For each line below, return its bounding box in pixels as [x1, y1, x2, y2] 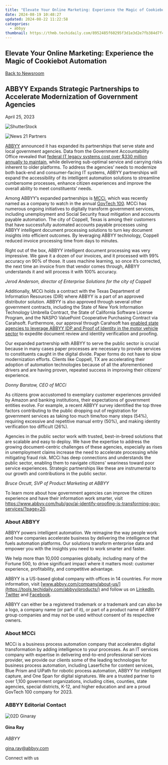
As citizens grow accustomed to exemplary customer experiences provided [5, 392, 161, 398]
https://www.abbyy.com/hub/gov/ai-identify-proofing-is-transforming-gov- [5, 500, 160, 506]
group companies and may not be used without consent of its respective [5, 612, 155, 618]
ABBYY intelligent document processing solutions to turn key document [5, 227, 152, 233]
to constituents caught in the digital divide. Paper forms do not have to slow [5, 351, 161, 357]
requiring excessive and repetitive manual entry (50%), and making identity [5, 418, 160, 424]
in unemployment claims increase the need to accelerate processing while [5, 449, 158, 455]
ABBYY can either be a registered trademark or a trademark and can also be [5, 601, 162, 607]
